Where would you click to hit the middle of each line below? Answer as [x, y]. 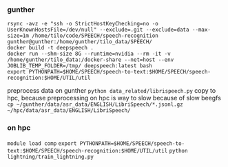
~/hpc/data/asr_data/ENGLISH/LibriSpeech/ [69, 111]
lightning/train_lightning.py [51, 157]
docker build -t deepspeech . [51, 48]
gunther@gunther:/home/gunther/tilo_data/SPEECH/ [80, 42]
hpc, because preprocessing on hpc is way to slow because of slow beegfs [114, 98]
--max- [201, 30]
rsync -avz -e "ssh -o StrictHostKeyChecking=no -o [83, 24]
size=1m [18, 36]
